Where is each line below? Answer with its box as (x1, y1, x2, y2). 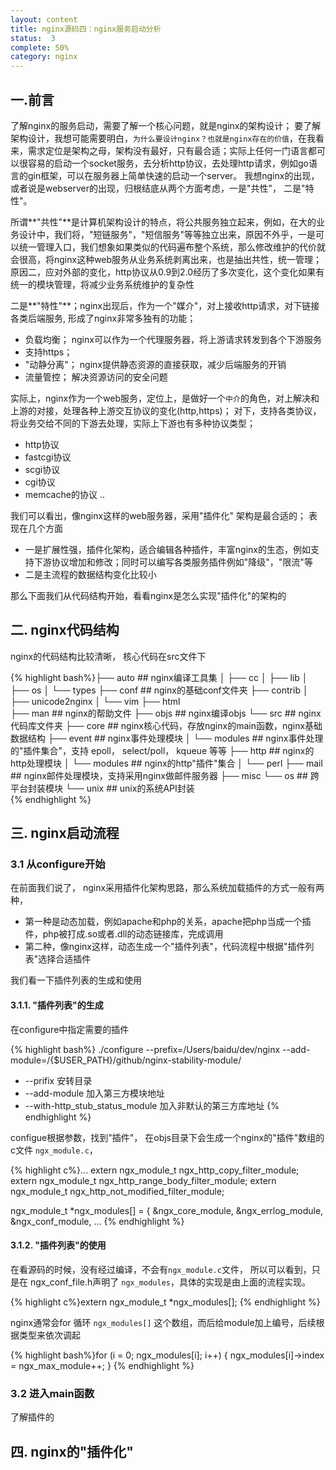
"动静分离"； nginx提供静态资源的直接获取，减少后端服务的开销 (24, 358, 287, 370)
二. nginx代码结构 (10, 622, 120, 639)
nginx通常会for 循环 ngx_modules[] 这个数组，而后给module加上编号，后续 (10, 1316, 317, 1328)
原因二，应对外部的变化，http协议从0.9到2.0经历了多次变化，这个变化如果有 (10, 266, 325, 278)
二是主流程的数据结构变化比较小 (24, 568, 157, 580)
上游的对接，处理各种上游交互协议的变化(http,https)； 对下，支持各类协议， (10, 404, 322, 416)
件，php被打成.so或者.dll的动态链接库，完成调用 (24, 928, 224, 940)
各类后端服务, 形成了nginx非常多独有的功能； (10, 312, 197, 324)
